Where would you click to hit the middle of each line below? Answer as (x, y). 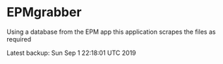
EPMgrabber (44, 12)
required (19, 39)
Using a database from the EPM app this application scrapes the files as (111, 32)
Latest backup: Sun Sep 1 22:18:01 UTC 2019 (72, 53)
